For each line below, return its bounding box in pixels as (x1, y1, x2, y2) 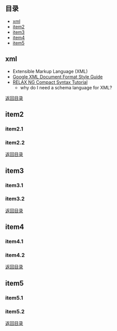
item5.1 (5, 294, 23, 301)
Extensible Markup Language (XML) (12, 68, 88, 74)
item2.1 (5, 125, 24, 132)
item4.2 (5, 251, 25, 259)
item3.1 (5, 182, 24, 189)
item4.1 (5, 238, 24, 245)
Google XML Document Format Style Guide (12, 73, 103, 80)
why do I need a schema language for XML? (20, 84, 112, 90)
